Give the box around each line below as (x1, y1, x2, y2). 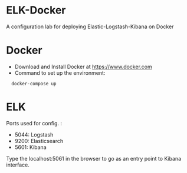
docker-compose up (11, 81, 57, 86)
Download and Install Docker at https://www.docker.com (14, 63, 152, 70)
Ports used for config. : (6, 119, 63, 127)
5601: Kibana (14, 144, 47, 151)
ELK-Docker (6, 4, 66, 17)
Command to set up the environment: (14, 69, 106, 76)
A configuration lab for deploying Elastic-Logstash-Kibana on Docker (6, 23, 174, 30)
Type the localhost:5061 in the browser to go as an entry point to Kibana (6, 155, 182, 162)
